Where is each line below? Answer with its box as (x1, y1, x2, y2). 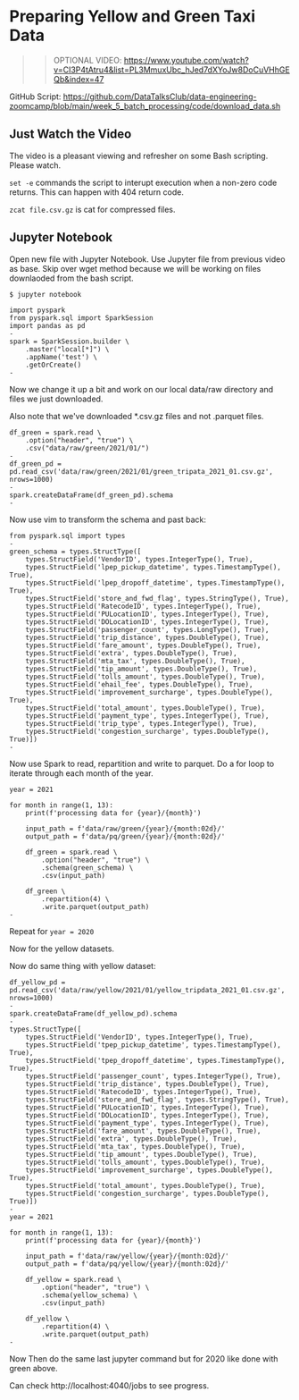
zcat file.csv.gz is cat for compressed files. (9, 204, 176, 215)
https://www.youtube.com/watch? (123, 55, 250, 65)
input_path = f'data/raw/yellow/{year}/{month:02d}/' (25, 1252, 229, 1261)
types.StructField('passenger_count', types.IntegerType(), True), (25, 1071, 281, 1081)
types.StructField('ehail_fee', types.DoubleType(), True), (25, 679, 253, 689)
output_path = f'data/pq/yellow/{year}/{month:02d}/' (25, 1259, 229, 1269)
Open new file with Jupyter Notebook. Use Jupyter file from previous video (9, 253, 286, 265)
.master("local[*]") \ (25, 344, 110, 354)
